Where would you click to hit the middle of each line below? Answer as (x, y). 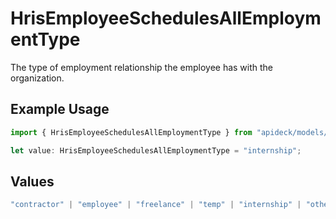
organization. (37, 78)
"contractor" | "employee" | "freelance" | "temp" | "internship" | (156, 205)
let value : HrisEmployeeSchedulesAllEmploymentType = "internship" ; (156, 150)
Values (32, 181)
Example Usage (60, 109)
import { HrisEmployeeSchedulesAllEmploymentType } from (131, 132)
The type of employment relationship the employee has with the (142, 67)
